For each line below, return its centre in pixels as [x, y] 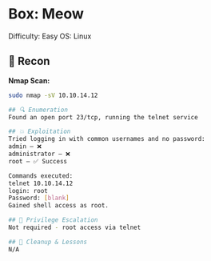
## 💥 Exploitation [40, 132]
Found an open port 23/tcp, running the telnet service [103, 117]
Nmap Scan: [29, 80]
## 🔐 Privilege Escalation [53, 220]
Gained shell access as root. [59, 206]
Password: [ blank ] [39, 198]
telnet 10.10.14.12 [41, 183]
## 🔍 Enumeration [38, 110]
